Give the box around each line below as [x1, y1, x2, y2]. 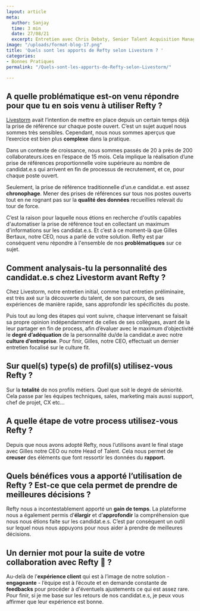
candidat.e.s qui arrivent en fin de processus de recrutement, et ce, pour [6, 166, 185, 173]
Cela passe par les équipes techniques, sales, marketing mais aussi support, [6, 392, 194, 399]
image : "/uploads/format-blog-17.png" [6, 42, 102, 48]
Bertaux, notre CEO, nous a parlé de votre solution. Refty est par [6, 233, 164, 240]
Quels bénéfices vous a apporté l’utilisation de [6, 471, 183, 481]
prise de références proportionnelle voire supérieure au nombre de [6, 159, 170, 167]
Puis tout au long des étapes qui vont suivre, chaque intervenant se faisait [6, 312, 187, 319]
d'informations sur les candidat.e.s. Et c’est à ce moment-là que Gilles [6, 227, 177, 234]
